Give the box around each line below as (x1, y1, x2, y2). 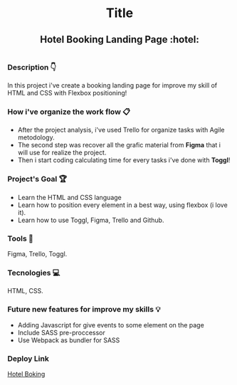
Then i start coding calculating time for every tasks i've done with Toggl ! (17, 156, 231, 164)
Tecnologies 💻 (7, 268, 60, 278)
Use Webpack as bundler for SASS (17, 336, 120, 344)
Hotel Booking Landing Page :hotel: (40, 33, 199, 46)
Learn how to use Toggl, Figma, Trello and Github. (17, 216, 164, 224)
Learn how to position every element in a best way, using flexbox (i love (17, 201, 228, 209)
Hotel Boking (7, 369, 46, 378)
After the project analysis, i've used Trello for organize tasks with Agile (17, 126, 225, 135)
